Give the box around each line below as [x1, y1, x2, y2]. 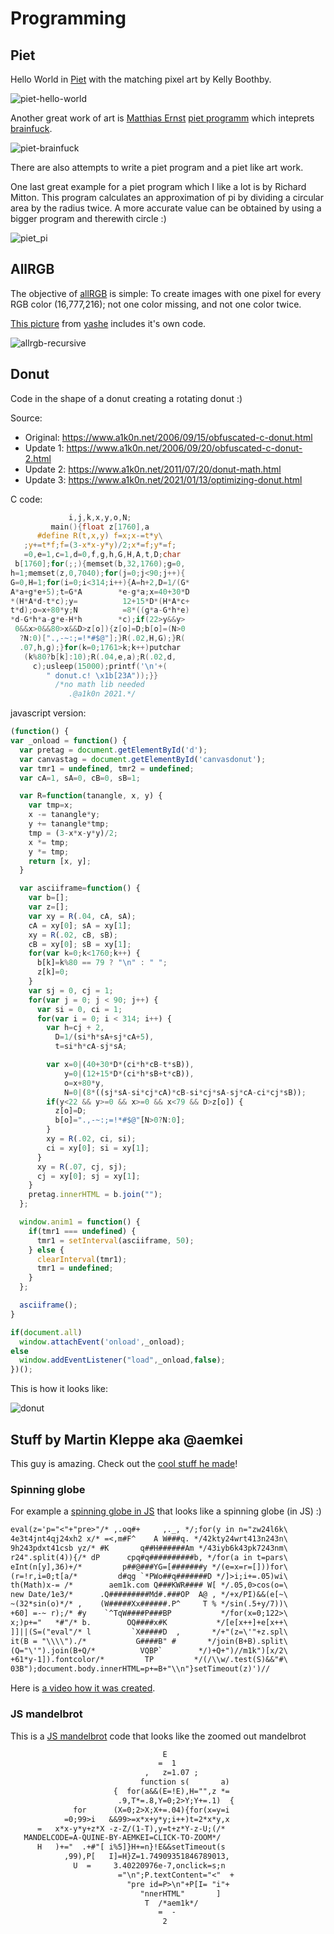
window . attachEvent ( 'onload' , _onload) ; [19, 1337, 186, 1347]
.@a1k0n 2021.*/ [68, 689, 137, 699]
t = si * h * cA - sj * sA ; [54, 1042, 128, 1052]
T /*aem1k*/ [144, 1898, 199, 1908]
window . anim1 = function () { [19, 1217, 141, 1227]
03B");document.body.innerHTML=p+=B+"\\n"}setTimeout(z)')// [10, 1664, 271, 1674]
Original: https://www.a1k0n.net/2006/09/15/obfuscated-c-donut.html [24, 431, 313, 443]
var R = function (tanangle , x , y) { [19, 791, 163, 801]
